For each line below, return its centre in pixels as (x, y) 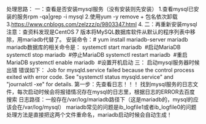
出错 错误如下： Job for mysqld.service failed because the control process (101, 70)
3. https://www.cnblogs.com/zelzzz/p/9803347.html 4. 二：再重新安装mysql (102, 24)
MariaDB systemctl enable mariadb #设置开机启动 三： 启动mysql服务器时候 (103, 62)
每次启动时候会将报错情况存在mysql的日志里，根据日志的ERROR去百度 (106, 92)
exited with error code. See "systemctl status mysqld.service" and (90, 77)
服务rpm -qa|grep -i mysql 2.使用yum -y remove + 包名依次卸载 (97, 16)
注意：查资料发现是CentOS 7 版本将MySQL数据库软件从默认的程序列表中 (98, 32)
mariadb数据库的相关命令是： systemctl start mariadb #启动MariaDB (93, 47)
